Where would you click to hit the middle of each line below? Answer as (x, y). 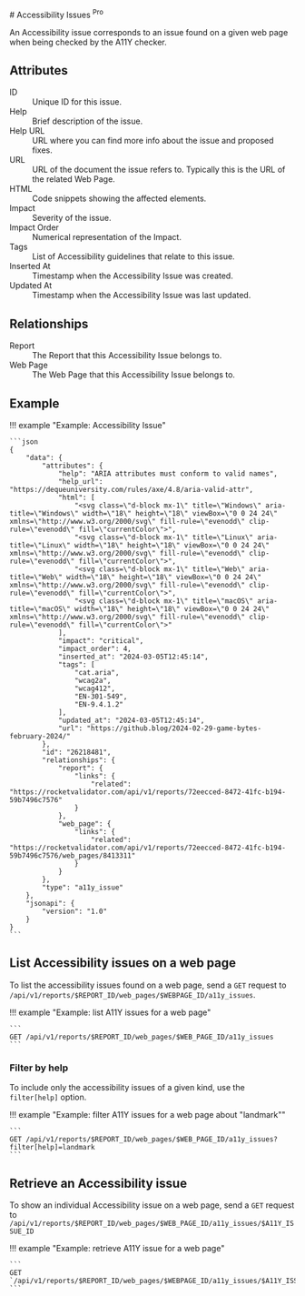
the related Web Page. (74, 179)
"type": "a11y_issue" (83, 888)
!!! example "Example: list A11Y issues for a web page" (110, 1012)
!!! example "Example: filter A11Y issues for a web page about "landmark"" (148, 1115)
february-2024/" (40, 737)
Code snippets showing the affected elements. (119, 198)
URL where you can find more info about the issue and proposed (153, 141)
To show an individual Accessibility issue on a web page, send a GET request (152, 1205)
